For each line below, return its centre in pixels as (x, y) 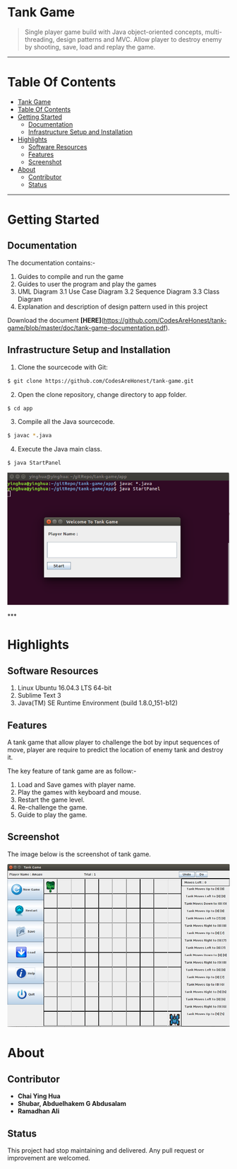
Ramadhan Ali (38, 1111)
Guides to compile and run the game (71, 276)
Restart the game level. (51, 800)
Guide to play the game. (52, 815)
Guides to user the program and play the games (87, 284)
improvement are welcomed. (49, 1158)
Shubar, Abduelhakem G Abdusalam (72, 1104)
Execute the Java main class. (60, 449)
